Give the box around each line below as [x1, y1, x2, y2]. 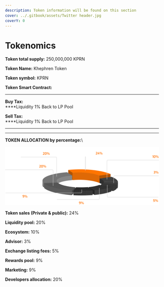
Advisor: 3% [5, 239, 31, 244]
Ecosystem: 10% [5, 229, 40, 235]
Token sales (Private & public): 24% [5, 210, 79, 216]
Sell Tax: [5, 113, 23, 120]
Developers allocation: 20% [5, 277, 62, 283]
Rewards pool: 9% [5, 258, 43, 263]
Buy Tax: [5, 98, 23, 105]
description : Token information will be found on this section [5, 8, 137, 13]
